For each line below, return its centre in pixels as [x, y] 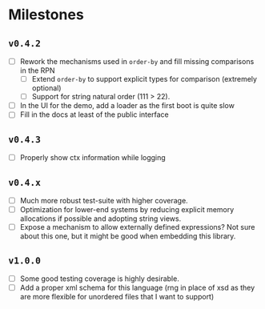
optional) [46, 88]
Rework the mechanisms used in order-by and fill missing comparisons [137, 61]
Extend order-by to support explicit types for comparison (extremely [145, 79]
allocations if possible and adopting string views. [100, 219]
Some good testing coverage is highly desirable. [100, 279]
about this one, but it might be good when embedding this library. [128, 236]
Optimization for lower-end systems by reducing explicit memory [127, 210]
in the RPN [37, 70]
